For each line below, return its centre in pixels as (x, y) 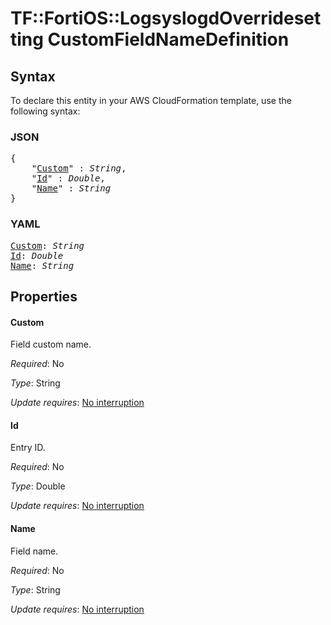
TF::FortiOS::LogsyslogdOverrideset (166, 18)
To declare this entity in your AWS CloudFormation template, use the (151, 100)
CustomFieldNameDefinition (168, 39)
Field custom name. (51, 344)
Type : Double (38, 486)
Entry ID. (28, 448)
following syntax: (45, 111)
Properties (44, 296)
